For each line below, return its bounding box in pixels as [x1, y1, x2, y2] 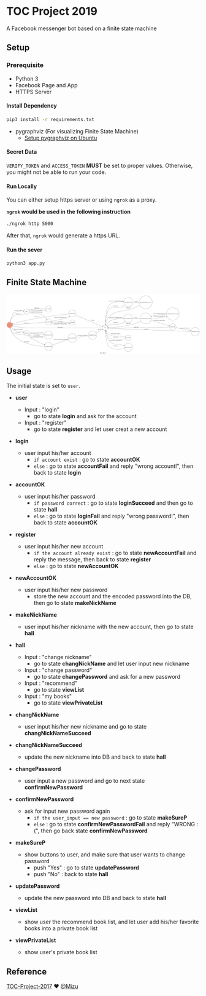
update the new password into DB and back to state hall [24, 895, 167, 902]
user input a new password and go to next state [24, 777, 145, 785]
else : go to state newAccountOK [33, 563, 119, 570]
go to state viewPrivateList [33, 699, 103, 706]
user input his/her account [24, 449, 91, 457]
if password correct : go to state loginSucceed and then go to [33, 499, 193, 507]
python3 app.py [6, 260, 45, 267]
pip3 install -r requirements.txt [6, 116, 95, 122]
